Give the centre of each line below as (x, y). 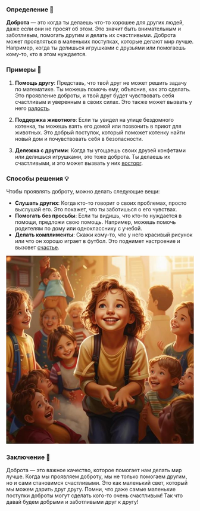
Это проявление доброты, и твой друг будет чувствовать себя (94, 96)
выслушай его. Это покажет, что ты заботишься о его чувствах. (96, 209)
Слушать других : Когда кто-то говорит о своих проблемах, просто (101, 203)
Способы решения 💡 (37, 178)
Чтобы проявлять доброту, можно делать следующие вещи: (83, 191)
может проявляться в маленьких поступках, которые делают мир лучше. (100, 42)
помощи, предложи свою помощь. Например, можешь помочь (95, 222)
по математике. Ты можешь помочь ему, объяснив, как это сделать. (103, 89)
